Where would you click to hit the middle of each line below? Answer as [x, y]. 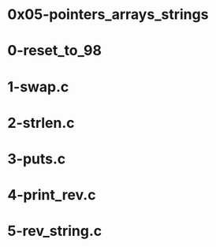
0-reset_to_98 [54, 51]
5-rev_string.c [55, 231]
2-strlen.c [41, 123]
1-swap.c [38, 86]
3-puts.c [37, 159]
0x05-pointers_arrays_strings [108, 15]
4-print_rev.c [52, 195]
